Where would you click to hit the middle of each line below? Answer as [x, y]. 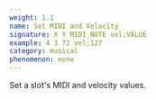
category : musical [44, 51]
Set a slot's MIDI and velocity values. [78, 85]
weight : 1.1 [32, 18]
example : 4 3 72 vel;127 [56, 43]
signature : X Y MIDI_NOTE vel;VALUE [78, 34]
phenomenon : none [42, 59]
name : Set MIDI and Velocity [64, 26]
